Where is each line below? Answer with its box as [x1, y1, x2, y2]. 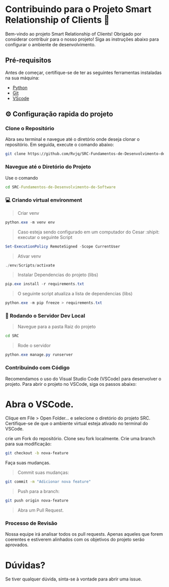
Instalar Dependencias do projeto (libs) [17, 272, 99, 278]
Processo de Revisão [5, 520, 58, 527]
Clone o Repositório [5, 125, 54, 132]
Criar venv [17, 210, 39, 216]
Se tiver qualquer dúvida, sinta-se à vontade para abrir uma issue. [5, 576, 142, 582]
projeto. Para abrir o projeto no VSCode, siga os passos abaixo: [5, 381, 137, 387]
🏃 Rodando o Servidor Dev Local [5, 312, 86, 319]
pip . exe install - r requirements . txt [5, 282, 84, 287]
